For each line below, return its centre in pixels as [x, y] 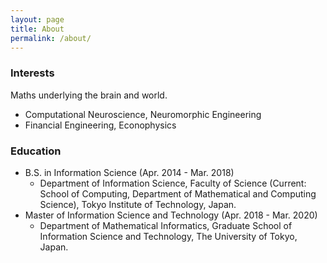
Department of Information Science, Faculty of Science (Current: [173, 183]
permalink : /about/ [51, 38]
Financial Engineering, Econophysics [100, 125]
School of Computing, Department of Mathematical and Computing [178, 193]
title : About [37, 29]
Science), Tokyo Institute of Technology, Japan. [138, 204]
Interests [32, 73]
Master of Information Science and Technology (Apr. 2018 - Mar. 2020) [171, 215]
